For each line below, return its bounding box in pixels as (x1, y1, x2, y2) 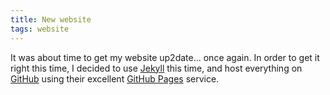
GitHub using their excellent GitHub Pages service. (10, 72, 220, 85)
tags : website (10, 24, 70, 34)
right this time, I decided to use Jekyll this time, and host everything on (10, 62, 303, 74)
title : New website (10, 14, 92, 25)
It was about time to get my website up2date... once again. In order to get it (10, 51, 320, 63)
